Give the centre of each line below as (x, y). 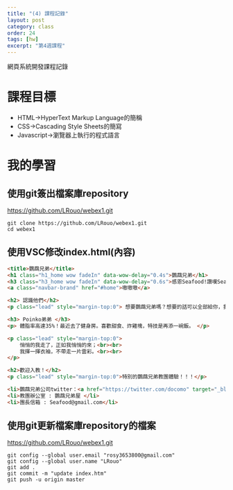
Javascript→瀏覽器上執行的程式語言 (68, 135)
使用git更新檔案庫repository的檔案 (81, 426)
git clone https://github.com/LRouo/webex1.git (77, 223)
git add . (21, 468)
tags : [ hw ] (23, 40)
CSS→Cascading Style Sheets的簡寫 (70, 126)
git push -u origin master (46, 480)
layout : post (26, 20)
